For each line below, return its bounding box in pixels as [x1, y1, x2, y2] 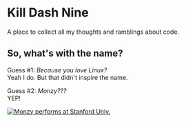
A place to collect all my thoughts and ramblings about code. [7, 28, 180, 36]
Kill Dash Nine [7, 5, 89, 21]
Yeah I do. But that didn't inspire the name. [7, 73, 128, 81]
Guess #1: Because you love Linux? [7, 65, 107, 74]
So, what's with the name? [7, 48, 123, 59]
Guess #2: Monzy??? [7, 86, 67, 94]
